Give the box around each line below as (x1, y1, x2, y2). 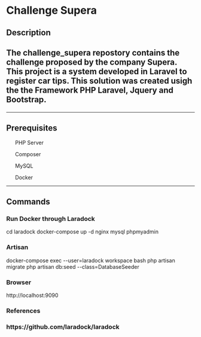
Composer (14, 150, 41, 157)
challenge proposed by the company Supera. (6, 57, 178, 67)
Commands (6, 197, 51, 207)
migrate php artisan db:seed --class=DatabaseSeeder (6, 263, 139, 270)
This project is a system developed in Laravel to (6, 66, 187, 77)
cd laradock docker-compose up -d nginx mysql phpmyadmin (6, 228, 159, 235)
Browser (6, 278, 32, 286)
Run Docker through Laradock (6, 215, 96, 223)
